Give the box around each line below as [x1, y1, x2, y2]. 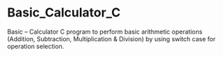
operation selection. [7, 42, 65, 50]
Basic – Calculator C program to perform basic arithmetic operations [7, 27, 203, 36]
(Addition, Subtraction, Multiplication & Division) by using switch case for [7, 34, 216, 43]
